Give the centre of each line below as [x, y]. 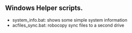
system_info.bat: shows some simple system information [70, 20]
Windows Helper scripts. [44, 8]
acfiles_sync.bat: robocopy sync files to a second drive [68, 25]
